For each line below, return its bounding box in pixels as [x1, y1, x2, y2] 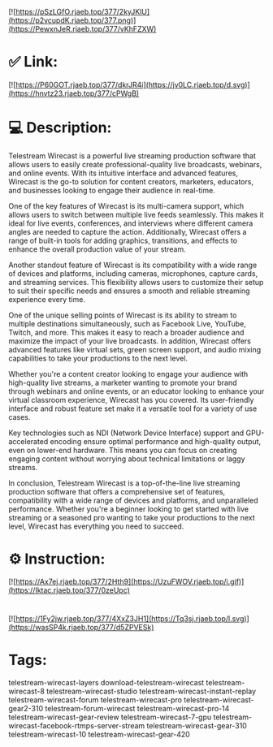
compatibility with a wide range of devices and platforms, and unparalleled [8, 495, 258, 505]
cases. [8, 412, 31, 421]
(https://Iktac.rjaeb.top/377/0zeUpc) [8, 585, 130, 595]
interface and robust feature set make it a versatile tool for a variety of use [8, 404, 258, 413]
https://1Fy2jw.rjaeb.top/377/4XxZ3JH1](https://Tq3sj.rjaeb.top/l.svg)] [15, 614, 249, 624]
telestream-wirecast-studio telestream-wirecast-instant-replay [45, 686, 257, 696]
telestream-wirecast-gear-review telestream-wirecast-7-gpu [8, 712, 212, 722]
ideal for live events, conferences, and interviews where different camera [8, 218, 253, 228]
